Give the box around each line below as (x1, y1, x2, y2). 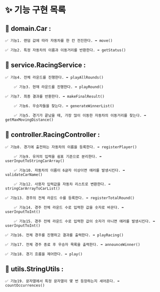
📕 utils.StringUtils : (5, 265, 64, 273)
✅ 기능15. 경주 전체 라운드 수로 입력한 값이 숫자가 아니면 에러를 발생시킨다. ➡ (14, 219, 156, 224)
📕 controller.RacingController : (5, 131, 100, 139)
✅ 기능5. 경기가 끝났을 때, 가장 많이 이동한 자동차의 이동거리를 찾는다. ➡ (14, 113, 146, 118)
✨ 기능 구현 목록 (5, 4, 66, 16)
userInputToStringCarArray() (5, 158, 65, 163)
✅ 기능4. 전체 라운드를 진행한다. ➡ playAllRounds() (5, 75, 104, 80)
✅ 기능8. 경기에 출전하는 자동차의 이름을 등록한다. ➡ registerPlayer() (5, 144, 137, 150)
